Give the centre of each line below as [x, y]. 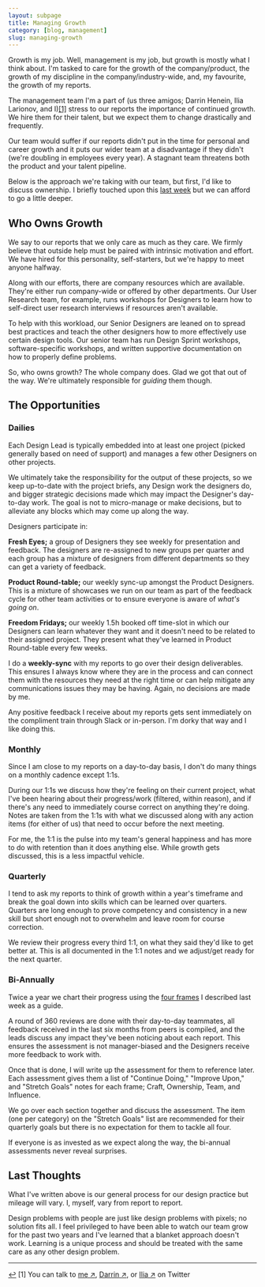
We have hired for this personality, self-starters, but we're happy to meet [126, 259]
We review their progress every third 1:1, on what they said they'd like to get [131, 942]
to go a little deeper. [41, 198]
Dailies [22, 428]
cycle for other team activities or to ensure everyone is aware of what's [124, 598]
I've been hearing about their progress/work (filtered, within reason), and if [130, 798]
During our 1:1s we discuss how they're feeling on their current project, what [132, 791]
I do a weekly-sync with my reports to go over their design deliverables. [126, 663]
